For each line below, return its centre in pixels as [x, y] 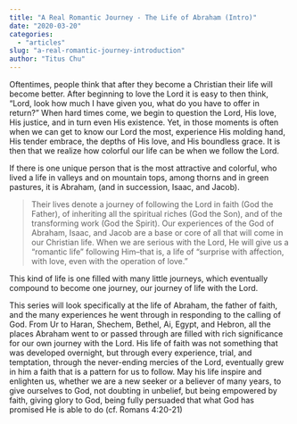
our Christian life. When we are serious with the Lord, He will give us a [160, 242]
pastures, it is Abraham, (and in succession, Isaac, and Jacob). [125, 187]
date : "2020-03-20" [45, 26]
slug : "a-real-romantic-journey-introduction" [97, 51]
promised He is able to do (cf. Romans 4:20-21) [96, 410]
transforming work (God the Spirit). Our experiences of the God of [153, 223]
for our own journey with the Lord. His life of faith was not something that [144, 343]
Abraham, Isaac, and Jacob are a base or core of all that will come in [157, 233]
